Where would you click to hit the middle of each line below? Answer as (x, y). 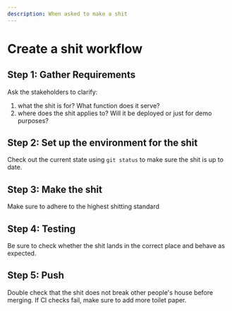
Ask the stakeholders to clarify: (53, 92)
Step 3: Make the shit (55, 189)
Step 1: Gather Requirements (72, 75)
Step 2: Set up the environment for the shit (103, 143)
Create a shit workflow (75, 48)
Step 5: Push (36, 275)
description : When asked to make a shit (68, 14)
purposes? (33, 120)
